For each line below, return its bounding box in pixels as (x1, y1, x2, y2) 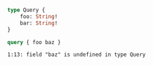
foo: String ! (20, 13, 58, 20)
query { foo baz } (7, 38, 61, 45)
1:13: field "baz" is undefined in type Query (7, 51, 146, 59)
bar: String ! (20, 20, 58, 27)
